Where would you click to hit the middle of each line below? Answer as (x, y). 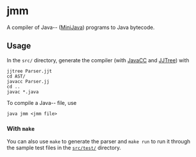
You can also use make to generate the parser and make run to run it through (99, 142)
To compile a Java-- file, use (42, 102)
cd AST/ (16, 76)
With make (21, 129)
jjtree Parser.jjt (29, 71)
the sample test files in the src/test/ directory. (64, 148)
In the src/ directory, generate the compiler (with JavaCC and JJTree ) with (98, 60)
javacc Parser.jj (28, 81)
